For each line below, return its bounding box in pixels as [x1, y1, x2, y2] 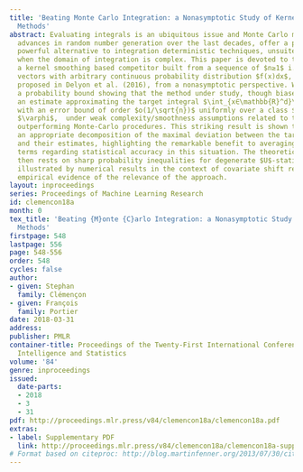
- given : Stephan [9, 282, 75, 291]
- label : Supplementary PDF [9, 432, 115, 442]
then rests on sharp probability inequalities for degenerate [17, 155, 256, 165]
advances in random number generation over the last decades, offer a [17, 38, 289, 48]
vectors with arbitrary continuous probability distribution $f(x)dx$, [17, 72, 293, 81]
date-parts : [17, 383, 63, 392]
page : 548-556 [9, 248, 63, 257]
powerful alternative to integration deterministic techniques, [17, 47, 264, 56]
